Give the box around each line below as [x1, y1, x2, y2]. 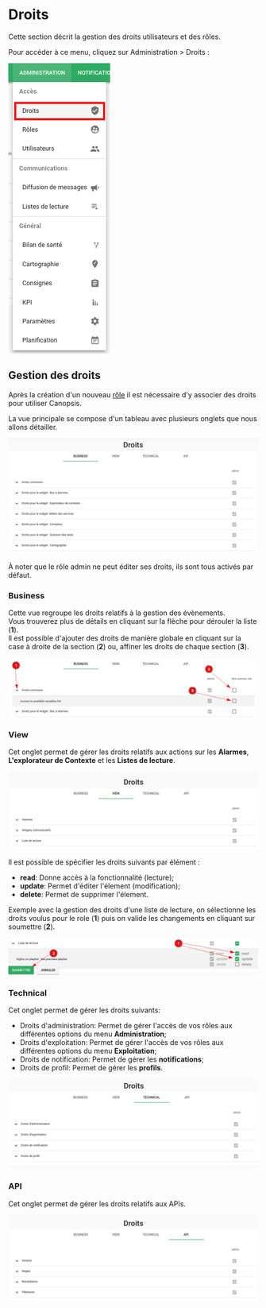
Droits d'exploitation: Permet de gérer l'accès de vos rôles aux [19, 1038, 224, 1047]
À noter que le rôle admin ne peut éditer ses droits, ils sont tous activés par [8, 562, 254, 571]
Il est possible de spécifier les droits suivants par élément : [8, 857, 201, 867]
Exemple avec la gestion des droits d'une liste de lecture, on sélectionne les [8, 904, 256, 915]
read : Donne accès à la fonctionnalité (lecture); [19, 873, 175, 882]
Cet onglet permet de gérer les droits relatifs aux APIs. [8, 1198, 187, 1209]
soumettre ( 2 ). [8, 922, 56, 931]
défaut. [8, 571, 32, 580]
